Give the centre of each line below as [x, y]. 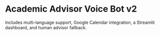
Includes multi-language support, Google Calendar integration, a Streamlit [80, 22]
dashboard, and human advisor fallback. [46, 27]
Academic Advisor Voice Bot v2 [71, 9]
